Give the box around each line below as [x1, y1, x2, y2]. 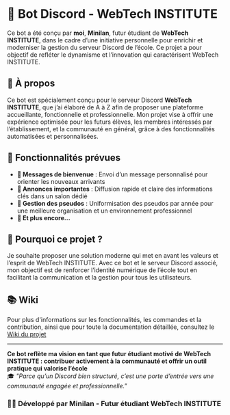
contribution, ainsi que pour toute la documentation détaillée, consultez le [7, 323, 215, 331]
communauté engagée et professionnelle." [7, 382, 127, 390]
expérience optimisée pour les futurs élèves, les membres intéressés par [7, 118, 212, 126]
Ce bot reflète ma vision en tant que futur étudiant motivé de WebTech [7, 350, 211, 358]
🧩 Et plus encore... [16, 213, 71, 222]
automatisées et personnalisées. [7, 132, 99, 140]
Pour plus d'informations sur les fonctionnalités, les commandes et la [7, 316, 202, 324]
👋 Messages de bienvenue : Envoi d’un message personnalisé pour [16, 170, 208, 178]
